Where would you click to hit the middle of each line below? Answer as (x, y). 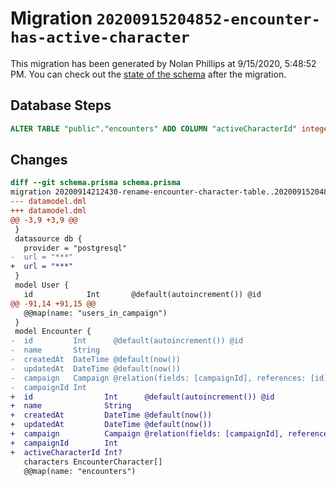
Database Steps (61, 105)
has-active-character (100, 37)
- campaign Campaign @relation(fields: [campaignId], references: (158, 378)
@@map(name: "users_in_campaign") (95, 313)
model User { (42, 285)
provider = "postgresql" (75, 248)
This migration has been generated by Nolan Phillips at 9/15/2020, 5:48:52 (163, 63)
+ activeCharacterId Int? (66, 452)
